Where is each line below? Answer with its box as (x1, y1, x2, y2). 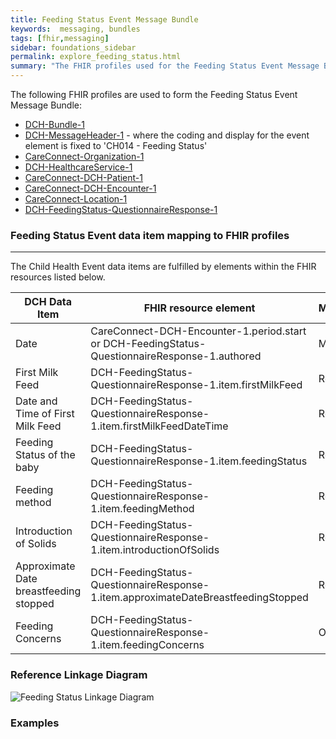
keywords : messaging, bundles (10, 24, 141, 34)
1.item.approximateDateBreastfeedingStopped (90, 591, 309, 605)
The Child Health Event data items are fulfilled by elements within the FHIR (10, 261, 317, 273)
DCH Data (24, 295, 73, 309)
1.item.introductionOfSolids (90, 543, 220, 557)
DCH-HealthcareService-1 (24, 161, 133, 173)
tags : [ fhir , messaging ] (10, 33, 110, 43)
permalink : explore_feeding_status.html (10, 52, 182, 62)
